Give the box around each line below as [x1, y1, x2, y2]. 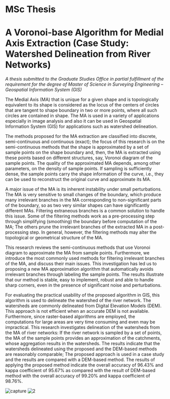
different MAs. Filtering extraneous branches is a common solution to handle [5, 208, 165, 214]
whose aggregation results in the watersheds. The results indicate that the [5, 341, 160, 347]
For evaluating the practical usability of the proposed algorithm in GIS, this [5, 292, 160, 298]
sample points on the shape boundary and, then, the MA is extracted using [5, 150, 161, 156]
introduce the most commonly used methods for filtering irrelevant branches [5, 255, 165, 262]
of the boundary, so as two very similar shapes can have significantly [5, 202, 150, 208]
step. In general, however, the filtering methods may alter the [29, 229, 157, 235]
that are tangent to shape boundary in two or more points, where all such [5, 107, 158, 114]
